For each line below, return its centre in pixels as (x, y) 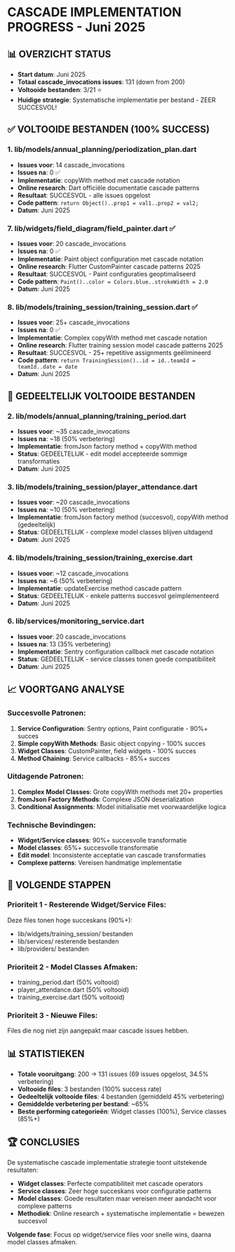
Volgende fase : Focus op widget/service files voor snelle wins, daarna (109, 1234)
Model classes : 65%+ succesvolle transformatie (88, 848)
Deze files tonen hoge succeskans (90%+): (70, 920)
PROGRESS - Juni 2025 (76, 27)
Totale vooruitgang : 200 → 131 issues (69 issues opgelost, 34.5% (113, 1074)
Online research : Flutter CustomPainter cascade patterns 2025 (109, 266)
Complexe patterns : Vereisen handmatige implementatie (100, 863)
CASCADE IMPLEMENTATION (94, 12)
